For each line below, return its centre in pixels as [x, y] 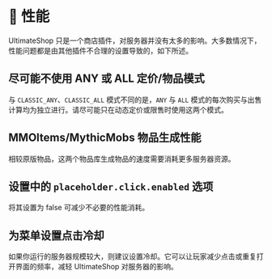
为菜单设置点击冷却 [56, 235]
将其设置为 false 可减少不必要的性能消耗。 [79, 208]
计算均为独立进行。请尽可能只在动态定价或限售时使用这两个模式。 [118, 109]
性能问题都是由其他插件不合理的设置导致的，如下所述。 [100, 50]
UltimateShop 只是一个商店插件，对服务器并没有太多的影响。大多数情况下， [135, 40]
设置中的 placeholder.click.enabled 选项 [111, 186]
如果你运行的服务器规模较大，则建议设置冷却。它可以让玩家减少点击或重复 [132, 256]
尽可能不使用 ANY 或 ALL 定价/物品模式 [106, 79]
